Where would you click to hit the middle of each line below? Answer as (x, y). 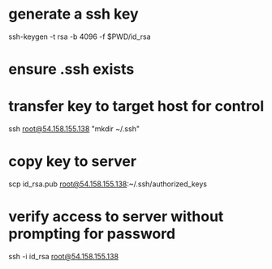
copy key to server (72, 162)
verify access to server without (116, 217)
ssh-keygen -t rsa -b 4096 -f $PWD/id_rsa (80, 36)
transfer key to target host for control (136, 107)
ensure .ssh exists (71, 69)
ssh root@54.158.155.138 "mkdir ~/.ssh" (74, 129)
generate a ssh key (74, 14)
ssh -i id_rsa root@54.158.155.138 (64, 256)
